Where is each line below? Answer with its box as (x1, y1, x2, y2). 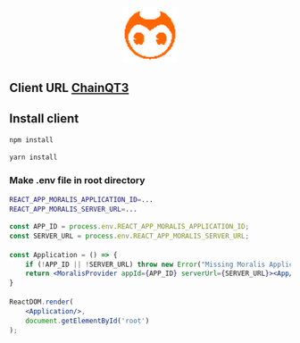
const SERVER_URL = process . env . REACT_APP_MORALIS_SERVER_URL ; (9, 231, 250, 240)
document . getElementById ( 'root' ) (25, 316, 150, 325)
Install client (9, 111, 79, 126)
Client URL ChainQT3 (9, 80, 129, 96)
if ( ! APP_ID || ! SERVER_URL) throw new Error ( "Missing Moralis (25, 260, 266, 269)
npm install (9, 136, 54, 145)
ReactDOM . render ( (9, 297, 74, 306)
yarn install (9, 153, 58, 163)
